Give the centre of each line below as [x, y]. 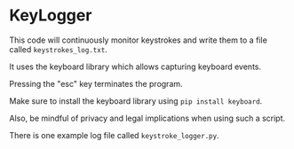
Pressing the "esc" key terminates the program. [96, 83]
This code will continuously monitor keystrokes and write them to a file [139, 40]
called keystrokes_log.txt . [59, 49]
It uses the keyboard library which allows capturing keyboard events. [135, 67]
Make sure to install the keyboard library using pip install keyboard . [136, 101]
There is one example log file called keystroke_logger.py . [114, 135]
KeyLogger [51, 16]
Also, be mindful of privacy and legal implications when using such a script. [147, 118]
